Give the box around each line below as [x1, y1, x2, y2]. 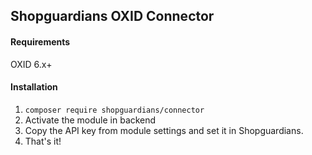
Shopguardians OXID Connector [10, 8, 215, 25]
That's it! [24, 135, 62, 147]
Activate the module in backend [24, 114, 157, 126]
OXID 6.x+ [10, 58, 53, 70]
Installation [10, 81, 58, 93]
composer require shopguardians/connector [24, 105, 205, 115]
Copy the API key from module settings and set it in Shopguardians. [24, 124, 304, 136]
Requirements [10, 35, 71, 48]
